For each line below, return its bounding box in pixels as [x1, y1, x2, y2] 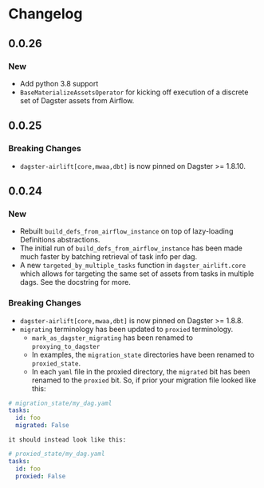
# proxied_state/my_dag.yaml [8, 450, 105, 458]
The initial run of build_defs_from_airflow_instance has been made [19, 243, 243, 253]
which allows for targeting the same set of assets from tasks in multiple [19, 269, 254, 278]
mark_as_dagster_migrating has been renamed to [31, 333, 194, 342]
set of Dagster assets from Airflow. [19, 95, 135, 105]
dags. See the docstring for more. [19, 278, 132, 287]
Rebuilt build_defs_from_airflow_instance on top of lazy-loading [19, 226, 234, 236]
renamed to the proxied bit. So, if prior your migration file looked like [31, 375, 257, 385]
